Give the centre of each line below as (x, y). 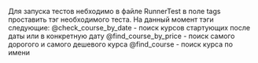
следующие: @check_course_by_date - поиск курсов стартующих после (129, 28)
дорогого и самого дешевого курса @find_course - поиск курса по (121, 44)
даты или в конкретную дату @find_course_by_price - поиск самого (122, 36)
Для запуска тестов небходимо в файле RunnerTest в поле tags (114, 11)
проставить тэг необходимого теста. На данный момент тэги (111, 19)
